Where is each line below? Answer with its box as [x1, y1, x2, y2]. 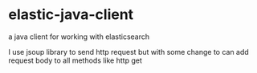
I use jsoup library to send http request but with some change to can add [8, 47, 249, 56]
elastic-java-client [8, 6, 134, 24]
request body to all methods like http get [8, 56, 142, 65]
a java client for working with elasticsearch [8, 32, 150, 41]
